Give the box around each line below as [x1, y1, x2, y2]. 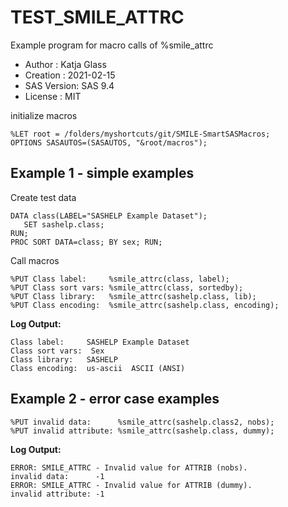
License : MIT [24, 90, 82, 102]
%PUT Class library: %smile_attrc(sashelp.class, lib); [10, 291, 257, 301]
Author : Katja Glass [24, 58, 107, 70]
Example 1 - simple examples [10, 165, 195, 182]
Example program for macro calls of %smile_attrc [10, 39, 214, 51]
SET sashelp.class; [23, 219, 105, 230]
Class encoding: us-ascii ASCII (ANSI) [10, 363, 186, 373]
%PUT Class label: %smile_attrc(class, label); [10, 274, 230, 284]
